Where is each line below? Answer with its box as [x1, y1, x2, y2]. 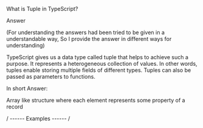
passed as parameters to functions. [6, 73, 96, 80]
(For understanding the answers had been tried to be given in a [6, 29, 165, 36]
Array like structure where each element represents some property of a [6, 97, 185, 104]
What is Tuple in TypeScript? [6, 5, 78, 12]
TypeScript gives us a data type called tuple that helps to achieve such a [6, 54, 189, 60]
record [6, 103, 23, 110]
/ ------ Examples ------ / [6, 115, 70, 122]
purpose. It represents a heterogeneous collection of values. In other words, [6, 60, 198, 67]
